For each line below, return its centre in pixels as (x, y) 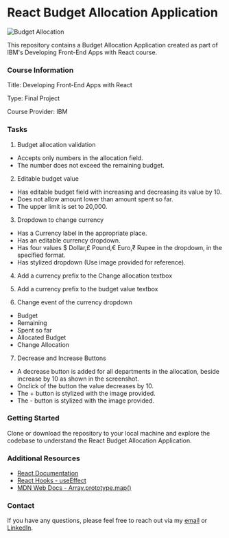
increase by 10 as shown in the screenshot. (78, 379)
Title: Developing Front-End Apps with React (70, 85)
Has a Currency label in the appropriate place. (82, 233)
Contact (21, 506)
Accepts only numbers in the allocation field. (80, 158)
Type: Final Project (34, 98)
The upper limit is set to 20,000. (62, 206)
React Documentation (48, 473)
